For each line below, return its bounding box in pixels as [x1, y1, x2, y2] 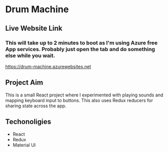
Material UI [12, 142, 36, 148]
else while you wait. [5, 52, 55, 59]
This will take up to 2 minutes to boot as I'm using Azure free [5, 39, 158, 46]
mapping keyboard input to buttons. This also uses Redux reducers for [5, 97, 153, 103]
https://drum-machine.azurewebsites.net [5, 63, 92, 69]
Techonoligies [5, 117, 51, 126]
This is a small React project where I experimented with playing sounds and [5, 92, 164, 98]
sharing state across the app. [5, 103, 67, 109]
